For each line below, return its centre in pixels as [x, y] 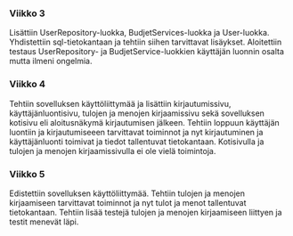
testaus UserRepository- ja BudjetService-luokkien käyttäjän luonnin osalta [147, 52]
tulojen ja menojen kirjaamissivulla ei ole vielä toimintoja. [113, 151]
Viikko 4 [28, 85]
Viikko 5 [27, 174]
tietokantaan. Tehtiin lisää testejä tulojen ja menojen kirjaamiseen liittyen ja [146, 212]
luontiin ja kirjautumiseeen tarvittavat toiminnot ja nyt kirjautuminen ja [136, 132]
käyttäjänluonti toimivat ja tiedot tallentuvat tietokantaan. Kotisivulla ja [137, 142]
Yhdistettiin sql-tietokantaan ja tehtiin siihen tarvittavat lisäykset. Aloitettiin [146, 42]
